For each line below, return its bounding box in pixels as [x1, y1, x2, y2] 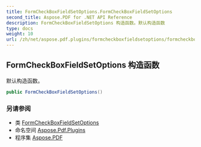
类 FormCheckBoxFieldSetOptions [14, 119, 99, 126]
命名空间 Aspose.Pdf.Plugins [14, 126, 86, 133]
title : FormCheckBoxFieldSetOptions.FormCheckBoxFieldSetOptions [6, 8, 172, 15]
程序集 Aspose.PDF [14, 134, 63, 141]
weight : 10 [6, 31, 33, 37]
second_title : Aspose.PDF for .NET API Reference [6, 14, 133, 20]
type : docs [6, 25, 33, 32]
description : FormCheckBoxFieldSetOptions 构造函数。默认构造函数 [6, 20, 166, 26]
